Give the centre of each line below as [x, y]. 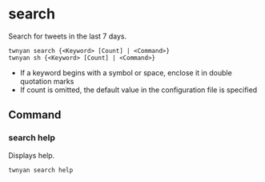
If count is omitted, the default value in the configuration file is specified [139, 90]
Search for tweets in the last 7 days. [67, 36]
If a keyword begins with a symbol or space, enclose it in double [126, 72]
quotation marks [47, 81]
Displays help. [32, 155]
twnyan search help [41, 170]
